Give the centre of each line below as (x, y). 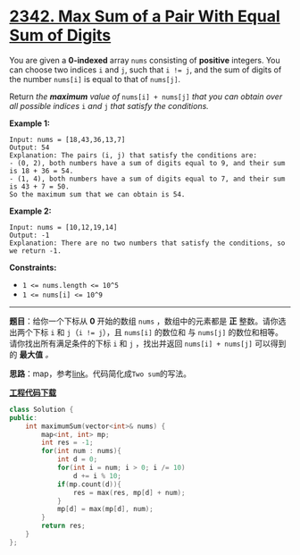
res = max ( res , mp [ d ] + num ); (129, 492)
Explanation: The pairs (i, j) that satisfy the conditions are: (133, 155)
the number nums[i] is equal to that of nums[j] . (95, 79)
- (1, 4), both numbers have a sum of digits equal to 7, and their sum (147, 179)
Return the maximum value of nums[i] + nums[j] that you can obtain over (146, 97)
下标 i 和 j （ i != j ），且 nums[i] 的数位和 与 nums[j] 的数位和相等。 (158, 332)
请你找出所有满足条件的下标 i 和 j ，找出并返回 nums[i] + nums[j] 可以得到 (148, 343)
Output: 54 (29, 147)
